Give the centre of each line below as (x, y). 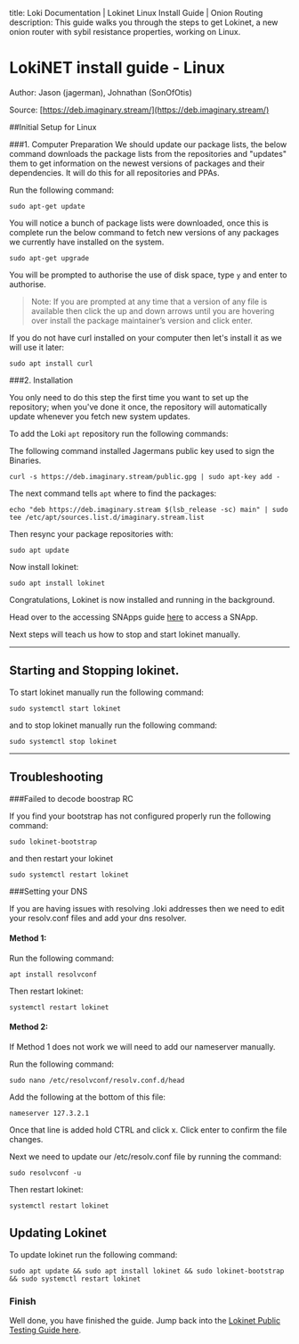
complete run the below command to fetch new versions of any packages (144, 232)
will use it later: (37, 347)
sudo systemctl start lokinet (65, 708)
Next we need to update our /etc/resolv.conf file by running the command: (145, 1156)
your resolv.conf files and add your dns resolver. (98, 918)
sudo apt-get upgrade (49, 258)
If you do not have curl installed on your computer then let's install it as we (145, 337)
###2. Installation (41, 380)
